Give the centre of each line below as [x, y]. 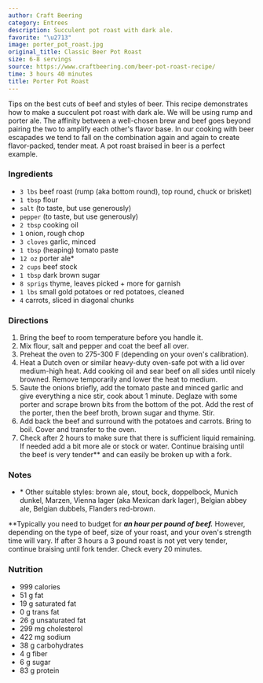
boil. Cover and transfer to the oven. [78, 430]
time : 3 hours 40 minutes [50, 74]
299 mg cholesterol [51, 628]
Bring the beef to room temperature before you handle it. [111, 338]
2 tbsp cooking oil [49, 224]
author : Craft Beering [45, 15]
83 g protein [39, 670]
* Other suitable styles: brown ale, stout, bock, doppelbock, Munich [129, 492]
